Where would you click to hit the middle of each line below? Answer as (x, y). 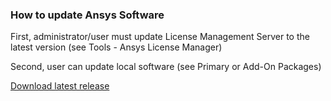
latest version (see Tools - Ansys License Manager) (116, 47)
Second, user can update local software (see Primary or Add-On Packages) (166, 67)
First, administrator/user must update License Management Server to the (160, 37)
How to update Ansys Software (87, 15)
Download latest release (60, 86)
